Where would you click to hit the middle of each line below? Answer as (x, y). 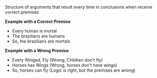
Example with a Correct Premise (38, 22)
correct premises (22, 12)
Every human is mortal (34, 31)
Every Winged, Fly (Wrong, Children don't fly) (57, 60)
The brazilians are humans (38, 36)
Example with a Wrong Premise (37, 51)
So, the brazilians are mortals (41, 41)
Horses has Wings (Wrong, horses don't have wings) (64, 65)
